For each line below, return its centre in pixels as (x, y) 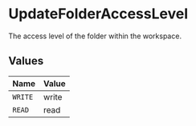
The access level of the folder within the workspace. (95, 36)
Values (26, 61)
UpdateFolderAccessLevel (98, 14)
